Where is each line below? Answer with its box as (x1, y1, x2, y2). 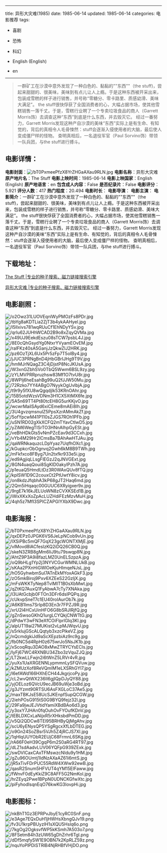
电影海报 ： (5, 514, 38, 523)
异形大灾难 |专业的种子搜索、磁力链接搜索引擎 (5, 284, 99, 290)
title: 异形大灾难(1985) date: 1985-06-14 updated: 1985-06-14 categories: (5, 10, 155, 16)
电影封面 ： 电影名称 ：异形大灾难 (5, 169, 158, 175)
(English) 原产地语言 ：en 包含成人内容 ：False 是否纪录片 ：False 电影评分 (5, 181, 155, 187)
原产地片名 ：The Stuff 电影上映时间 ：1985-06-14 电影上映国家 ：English (5, 175, 153, 181)
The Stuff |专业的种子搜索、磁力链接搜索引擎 (5, 274, 97, 280)
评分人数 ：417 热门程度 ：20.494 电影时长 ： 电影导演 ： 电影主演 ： (17, 188, 153, 193)
